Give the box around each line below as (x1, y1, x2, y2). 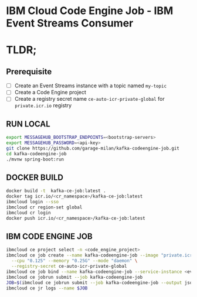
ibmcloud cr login (6, 210, 51, 216)
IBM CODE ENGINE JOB (6, 231, 93, 241)
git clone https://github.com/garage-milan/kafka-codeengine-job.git (6, 145, 180, 151)
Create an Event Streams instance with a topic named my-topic (14, 82, 167, 89)
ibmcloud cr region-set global (6, 204, 83, 210)
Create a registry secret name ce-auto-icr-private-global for (14, 95, 165, 103)
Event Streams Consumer (6, 16, 134, 30)
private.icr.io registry (14, 102, 72, 109)
